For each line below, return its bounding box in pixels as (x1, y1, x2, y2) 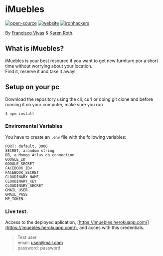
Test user (17, 234, 37, 240)
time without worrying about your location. (5, 63, 93, 69)
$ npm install (5, 111, 35, 116)
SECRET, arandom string (5, 148, 55, 153)
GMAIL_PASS (5, 192, 28, 197)
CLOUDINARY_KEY (5, 179, 37, 184)
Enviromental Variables (5, 123, 63, 130)
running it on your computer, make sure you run (5, 101, 103, 107)
